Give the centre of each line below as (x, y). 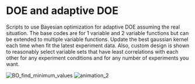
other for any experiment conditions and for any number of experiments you (97, 58)
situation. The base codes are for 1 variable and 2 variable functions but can (97, 33)
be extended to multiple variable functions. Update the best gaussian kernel (97, 39)
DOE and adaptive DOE (62, 11)
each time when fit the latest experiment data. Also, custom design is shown (98, 45)
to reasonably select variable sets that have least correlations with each (92, 51)
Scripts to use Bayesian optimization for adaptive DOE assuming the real (93, 27)
